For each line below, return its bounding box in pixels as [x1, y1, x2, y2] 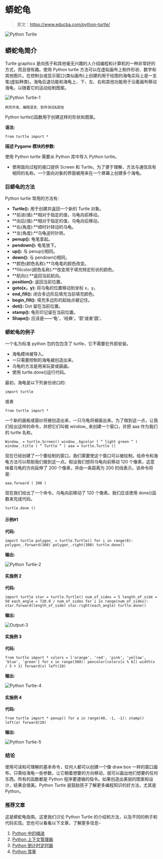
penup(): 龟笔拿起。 [12, 236, 53, 242]
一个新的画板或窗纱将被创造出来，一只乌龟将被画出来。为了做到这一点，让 [5, 418, 154, 423]
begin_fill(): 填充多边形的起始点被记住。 [12, 297, 93, 303]
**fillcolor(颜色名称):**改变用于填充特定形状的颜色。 [12, 267, 116, 273]
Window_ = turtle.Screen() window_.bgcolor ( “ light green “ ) [5, 439, 138, 444]
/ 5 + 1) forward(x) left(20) [5, 664, 66, 668]
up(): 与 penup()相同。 [12, 248, 58, 254]
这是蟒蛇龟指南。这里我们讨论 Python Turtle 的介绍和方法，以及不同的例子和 [5, 814, 158, 820]
